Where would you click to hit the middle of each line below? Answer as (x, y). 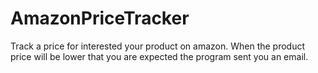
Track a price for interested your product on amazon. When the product (158, 46)
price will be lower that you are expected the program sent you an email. (159, 56)
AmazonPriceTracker (100, 18)
